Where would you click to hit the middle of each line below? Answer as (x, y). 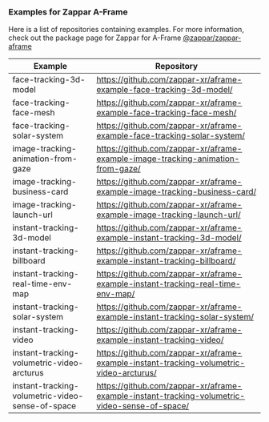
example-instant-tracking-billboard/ (166, 261)
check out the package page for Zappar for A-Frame (95, 38)
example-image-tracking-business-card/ (176, 192)
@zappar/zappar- (212, 38)
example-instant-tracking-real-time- (169, 284)
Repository (177, 66)
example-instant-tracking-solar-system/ (175, 317)
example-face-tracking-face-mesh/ (166, 113)
